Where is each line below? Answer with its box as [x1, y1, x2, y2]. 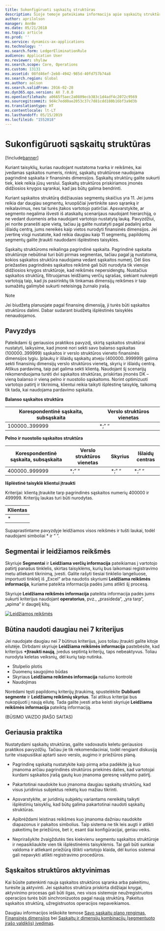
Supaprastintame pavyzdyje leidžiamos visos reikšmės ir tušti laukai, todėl [5, 528, 156, 534]
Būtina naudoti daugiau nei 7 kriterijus [5, 625, 124, 633]
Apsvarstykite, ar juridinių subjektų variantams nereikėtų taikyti [12, 796, 140, 802]
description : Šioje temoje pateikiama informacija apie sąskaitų [5, 12, 141, 17]
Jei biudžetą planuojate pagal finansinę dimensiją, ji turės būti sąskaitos [5, 302, 150, 308]
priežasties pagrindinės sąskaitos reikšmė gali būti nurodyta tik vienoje [5, 262, 148, 268]
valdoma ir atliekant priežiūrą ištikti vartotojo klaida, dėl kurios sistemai [12, 846, 156, 853]
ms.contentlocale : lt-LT [5, 108, 56, 113]
